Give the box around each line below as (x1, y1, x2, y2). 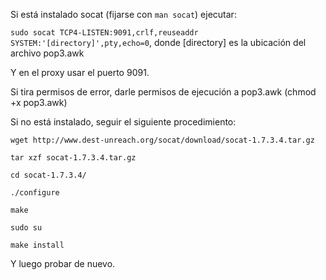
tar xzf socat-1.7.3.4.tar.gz (10, 153, 137, 163)
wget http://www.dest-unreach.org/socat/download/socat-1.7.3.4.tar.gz (10, 135, 315, 145)
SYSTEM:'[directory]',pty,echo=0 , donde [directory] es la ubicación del (10, 37, 307, 48)
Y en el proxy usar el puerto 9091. (10, 67, 150, 78)
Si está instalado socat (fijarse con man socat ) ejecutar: (10, 9, 237, 20)
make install (10, 240, 65, 250)
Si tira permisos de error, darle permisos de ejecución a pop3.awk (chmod (10, 86, 317, 98)
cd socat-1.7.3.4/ (10, 170, 87, 180)
